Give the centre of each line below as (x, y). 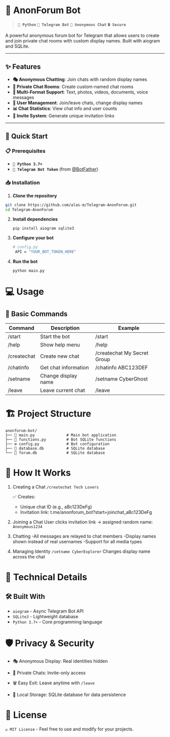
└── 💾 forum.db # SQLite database (55, 453)
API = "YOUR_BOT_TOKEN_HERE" (46, 252)
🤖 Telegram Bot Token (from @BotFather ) (55, 169)
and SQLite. (17, 46)
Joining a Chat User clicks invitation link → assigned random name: (83, 522)
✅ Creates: (24, 497)
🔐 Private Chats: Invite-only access (49, 673)
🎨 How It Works (38, 473)
